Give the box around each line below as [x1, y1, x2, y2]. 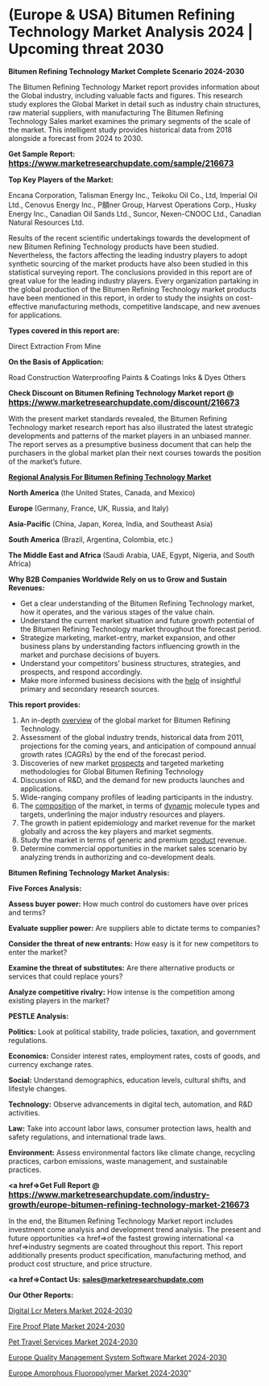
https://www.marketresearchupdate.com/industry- [8, 1189, 210, 1200]
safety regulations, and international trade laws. [8, 1132, 167, 1141]
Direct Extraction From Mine [8, 341, 101, 351]
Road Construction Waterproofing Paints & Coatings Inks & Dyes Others [8, 372, 246, 382]
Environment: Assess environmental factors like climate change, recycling [8, 1148, 255, 1157]
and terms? [8, 908, 46, 917]
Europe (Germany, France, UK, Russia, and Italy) [8, 503, 169, 513]
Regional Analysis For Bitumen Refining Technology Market [8, 472, 212, 482]
